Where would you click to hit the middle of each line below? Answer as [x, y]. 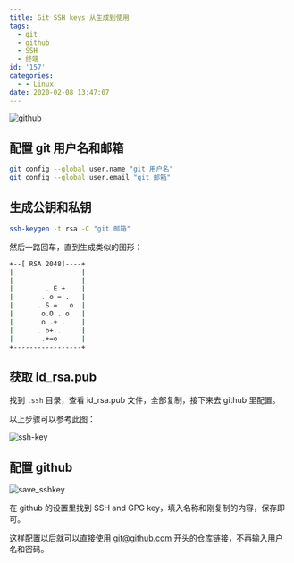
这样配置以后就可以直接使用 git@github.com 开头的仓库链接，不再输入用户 [147, 538]
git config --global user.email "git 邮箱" [90, 178]
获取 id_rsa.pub [53, 377]
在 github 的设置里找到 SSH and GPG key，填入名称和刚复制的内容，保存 [143, 508]
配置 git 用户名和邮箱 [67, 148]
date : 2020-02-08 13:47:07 [59, 92]
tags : [19, 26]
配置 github [41, 467]
